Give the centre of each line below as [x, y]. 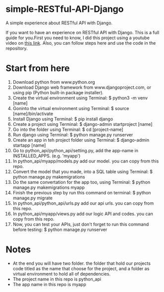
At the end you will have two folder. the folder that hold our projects [82, 263]
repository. [17, 48]
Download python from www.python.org [54, 82]
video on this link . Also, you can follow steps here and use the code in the [81, 43]
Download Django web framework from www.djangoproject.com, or [82, 87]
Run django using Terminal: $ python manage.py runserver [73, 134]
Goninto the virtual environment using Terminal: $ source [71, 108]
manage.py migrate [32, 198]
